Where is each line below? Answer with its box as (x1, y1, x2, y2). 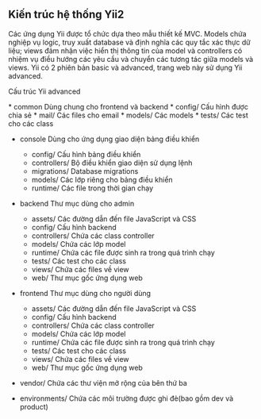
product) (19, 402, 49, 411)
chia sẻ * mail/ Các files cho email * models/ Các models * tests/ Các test (8, 110, 248, 120)
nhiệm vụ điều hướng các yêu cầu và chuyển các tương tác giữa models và (8, 54, 254, 63)
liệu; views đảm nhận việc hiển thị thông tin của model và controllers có (8, 45, 243, 56)
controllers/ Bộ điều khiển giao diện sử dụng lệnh (31, 158, 193, 167)
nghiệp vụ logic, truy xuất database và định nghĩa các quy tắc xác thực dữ (8, 37, 251, 47)
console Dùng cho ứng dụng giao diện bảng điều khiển (19, 134, 200, 144)
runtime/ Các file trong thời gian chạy (31, 183, 154, 193)
